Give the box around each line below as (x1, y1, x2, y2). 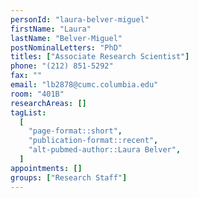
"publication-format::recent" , (28, 136, 159, 146)
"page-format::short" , (28, 126, 123, 136)
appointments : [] (10, 163, 83, 173)
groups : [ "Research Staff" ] (10, 172, 128, 183)
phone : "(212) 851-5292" (10, 61, 114, 71)
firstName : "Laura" (10, 24, 92, 34)
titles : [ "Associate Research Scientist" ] (10, 52, 190, 62)
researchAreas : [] (10, 98, 87, 108)
